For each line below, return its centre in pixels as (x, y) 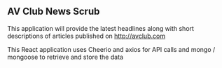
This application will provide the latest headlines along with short (101, 28)
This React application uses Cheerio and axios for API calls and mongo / (111, 49)
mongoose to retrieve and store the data (65, 57)
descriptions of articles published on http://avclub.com (86, 36)
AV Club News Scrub (54, 12)
